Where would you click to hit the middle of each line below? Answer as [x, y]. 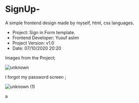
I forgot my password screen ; [36, 77]
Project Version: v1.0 [33, 43]
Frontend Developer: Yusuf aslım [46, 38]
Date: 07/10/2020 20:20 [37, 48]
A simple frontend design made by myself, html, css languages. [70, 23]
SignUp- [23, 9]
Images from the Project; [30, 57]
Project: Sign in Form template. [44, 32]
